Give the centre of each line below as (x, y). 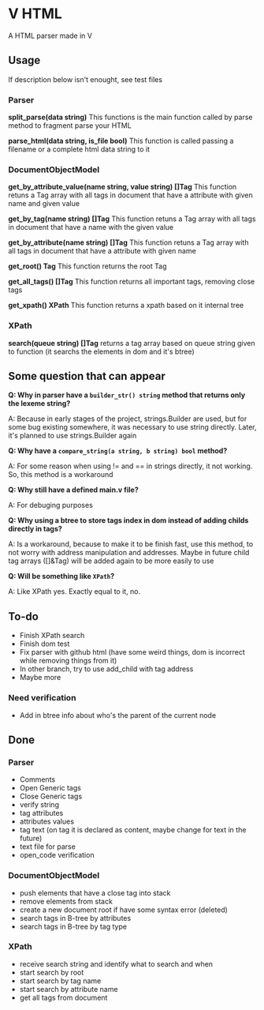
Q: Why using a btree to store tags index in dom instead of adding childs (128, 520)
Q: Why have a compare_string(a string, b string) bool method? (118, 451)
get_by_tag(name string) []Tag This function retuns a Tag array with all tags (132, 219)
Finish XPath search (52, 636)
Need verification (42, 698)
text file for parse (48, 847)
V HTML (35, 14)
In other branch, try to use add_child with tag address (106, 669)
